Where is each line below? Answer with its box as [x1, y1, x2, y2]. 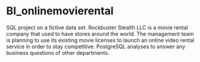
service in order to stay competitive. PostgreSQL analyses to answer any [6, 43, 186, 50]
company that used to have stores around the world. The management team [6, 30, 194, 37]
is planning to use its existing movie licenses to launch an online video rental [6, 36, 195, 44]
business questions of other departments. [6, 49, 110, 56]
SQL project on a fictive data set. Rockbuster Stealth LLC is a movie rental [6, 24, 189, 31]
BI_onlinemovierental [6, 4, 114, 18]
